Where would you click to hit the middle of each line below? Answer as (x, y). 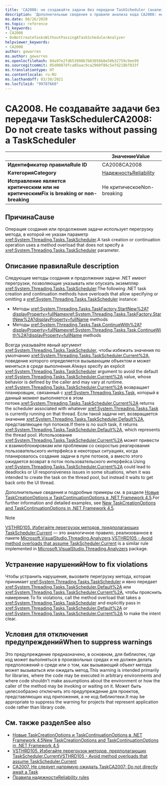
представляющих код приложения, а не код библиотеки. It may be (75, 696)
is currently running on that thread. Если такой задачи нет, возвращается (82, 414)
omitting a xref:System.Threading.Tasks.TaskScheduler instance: (72, 299)
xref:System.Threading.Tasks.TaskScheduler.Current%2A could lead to (78, 467)
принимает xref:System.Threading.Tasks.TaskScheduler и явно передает (81, 582)
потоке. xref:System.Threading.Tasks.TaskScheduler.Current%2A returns (80, 403)
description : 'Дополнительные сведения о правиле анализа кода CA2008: (81, 14)
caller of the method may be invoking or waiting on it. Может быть (73, 686)
